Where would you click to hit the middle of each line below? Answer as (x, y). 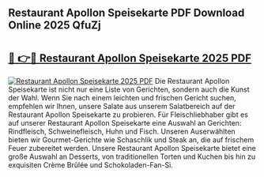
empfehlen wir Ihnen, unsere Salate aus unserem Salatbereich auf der (122, 106)
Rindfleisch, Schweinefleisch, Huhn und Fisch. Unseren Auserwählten (122, 131)
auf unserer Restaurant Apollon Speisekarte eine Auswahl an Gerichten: (125, 123)
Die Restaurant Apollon (192, 81)
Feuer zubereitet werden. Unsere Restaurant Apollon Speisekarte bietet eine (132, 148)
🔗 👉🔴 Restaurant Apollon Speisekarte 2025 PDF (130, 58)
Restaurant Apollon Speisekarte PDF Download (126, 13)
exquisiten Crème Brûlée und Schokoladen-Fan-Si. (91, 165)
